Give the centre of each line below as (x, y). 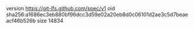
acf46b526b (21, 21)
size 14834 (50, 21)
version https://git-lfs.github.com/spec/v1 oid (61, 8)
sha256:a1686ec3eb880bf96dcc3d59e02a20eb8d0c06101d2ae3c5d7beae (97, 14)
